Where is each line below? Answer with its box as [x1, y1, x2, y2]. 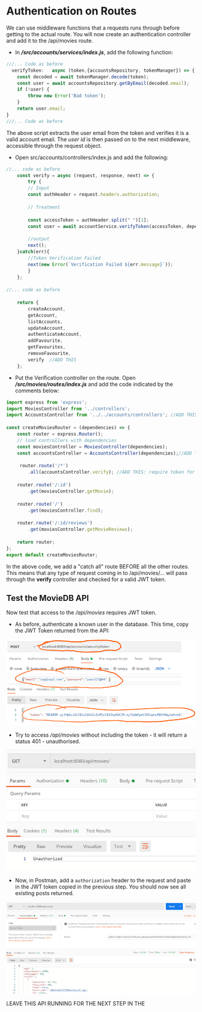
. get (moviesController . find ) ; [28, 508, 103, 514]
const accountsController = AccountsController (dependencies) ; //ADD [17, 450, 192, 456]
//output [28, 236, 50, 242]
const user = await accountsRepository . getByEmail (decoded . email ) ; [17, 80, 189, 86]
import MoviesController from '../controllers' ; [6, 406, 130, 412]
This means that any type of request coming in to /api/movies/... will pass [6, 569, 188, 576]
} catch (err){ [17, 249, 50, 255]
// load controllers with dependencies [17, 437, 117, 444]
